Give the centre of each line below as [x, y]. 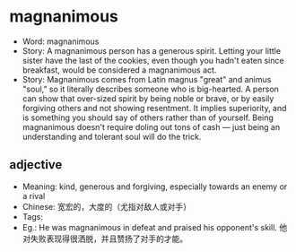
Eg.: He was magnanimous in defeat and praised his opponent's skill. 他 [155, 227]
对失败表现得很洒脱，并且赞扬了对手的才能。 [105, 239]
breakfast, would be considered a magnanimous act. [119, 70]
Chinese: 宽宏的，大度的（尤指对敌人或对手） [106, 206]
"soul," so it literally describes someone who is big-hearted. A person [151, 89]
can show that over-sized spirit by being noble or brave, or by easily [148, 98]
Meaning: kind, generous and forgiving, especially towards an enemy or [155, 187]
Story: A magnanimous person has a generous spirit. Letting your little [151, 50]
